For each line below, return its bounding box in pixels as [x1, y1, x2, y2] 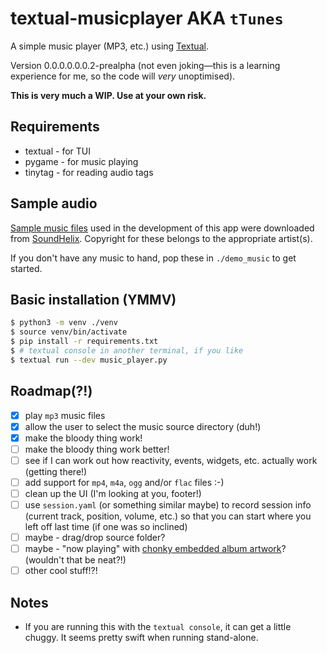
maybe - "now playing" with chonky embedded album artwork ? [24, 543, 287, 555]
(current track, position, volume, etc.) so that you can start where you [24, 510, 312, 522]
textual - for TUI [24, 145, 92, 157]
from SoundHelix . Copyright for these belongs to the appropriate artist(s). [10, 232, 313, 244]
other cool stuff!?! [24, 565, 98, 577]
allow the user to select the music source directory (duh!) [24, 420, 262, 432]
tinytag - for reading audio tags [24, 166, 154, 178]
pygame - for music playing [24, 155, 139, 167]
